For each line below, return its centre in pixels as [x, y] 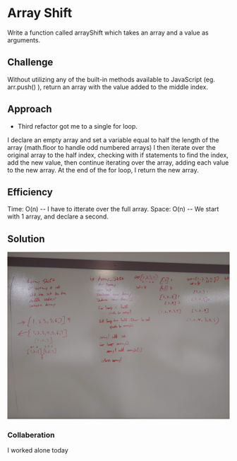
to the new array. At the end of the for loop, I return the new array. [103, 170]
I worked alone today [38, 450]
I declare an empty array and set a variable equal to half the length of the [113, 140]
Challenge [30, 63]
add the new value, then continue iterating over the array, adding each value [118, 162]
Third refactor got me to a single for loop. [77, 126]
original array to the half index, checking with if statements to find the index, [118, 155]
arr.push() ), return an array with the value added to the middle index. [108, 87]
